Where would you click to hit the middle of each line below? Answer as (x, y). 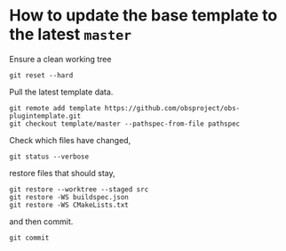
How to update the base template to (143, 16)
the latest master (71, 34)
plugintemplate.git (45, 116)
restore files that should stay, (62, 173)
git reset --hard (41, 75)
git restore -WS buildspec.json (69, 197)
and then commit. (41, 221)
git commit (29, 238)
